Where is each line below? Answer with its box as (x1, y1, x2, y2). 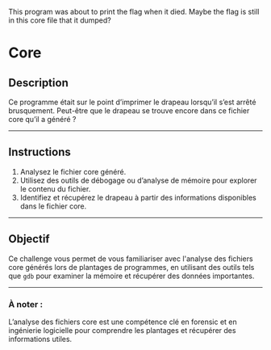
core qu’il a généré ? (8, 115, 77, 124)
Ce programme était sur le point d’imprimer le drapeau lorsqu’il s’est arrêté (8, 97, 256, 107)
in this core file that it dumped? (8, 15, 111, 25)
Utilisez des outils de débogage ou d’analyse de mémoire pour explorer (19, 175, 257, 185)
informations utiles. (8, 334, 73, 344)
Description (8, 76, 69, 90)
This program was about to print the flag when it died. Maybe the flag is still (8, 7, 260, 16)
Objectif (8, 232, 50, 246)
